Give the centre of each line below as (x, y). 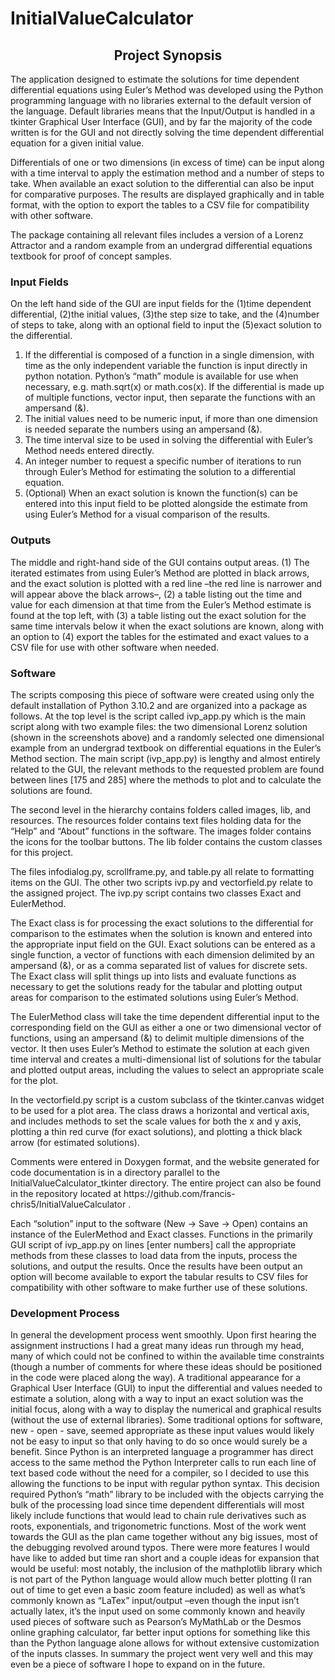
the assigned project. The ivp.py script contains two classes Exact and (156, 893)
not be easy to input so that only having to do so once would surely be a (159, 1441)
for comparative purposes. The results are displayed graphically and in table (167, 194)
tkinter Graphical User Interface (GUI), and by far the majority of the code (161, 121)
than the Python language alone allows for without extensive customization (165, 1643)
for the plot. (34, 1080)
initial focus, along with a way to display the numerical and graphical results (166, 1409)
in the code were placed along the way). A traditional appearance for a (156, 1378)
